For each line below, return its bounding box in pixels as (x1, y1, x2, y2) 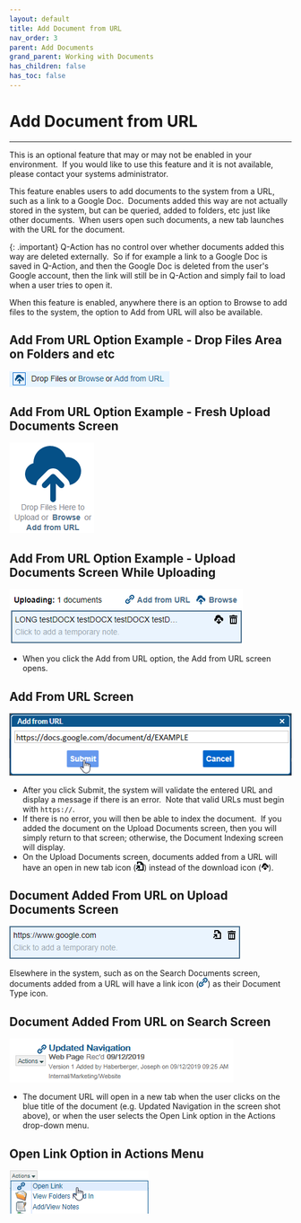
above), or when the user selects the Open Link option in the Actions (21, 1111, 276, 1121)
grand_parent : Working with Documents (9, 52, 154, 62)
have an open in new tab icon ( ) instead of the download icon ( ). (21, 862, 274, 873)
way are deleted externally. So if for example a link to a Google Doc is (9, 251, 268, 261)
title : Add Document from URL (9, 23, 123, 33)
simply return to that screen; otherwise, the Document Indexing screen (21, 832, 284, 843)
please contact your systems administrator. (9, 168, 168, 179)
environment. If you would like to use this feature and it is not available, (9, 158, 274, 170)
